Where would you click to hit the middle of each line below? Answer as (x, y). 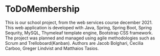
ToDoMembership (42, 9)
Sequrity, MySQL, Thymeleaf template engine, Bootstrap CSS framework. (79, 33)
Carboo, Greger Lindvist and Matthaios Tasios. (52, 48)
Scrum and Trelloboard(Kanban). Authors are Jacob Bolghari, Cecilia (74, 43)
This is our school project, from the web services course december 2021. (79, 22)
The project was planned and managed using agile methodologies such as (80, 38)
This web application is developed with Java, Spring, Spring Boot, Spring (79, 27)
